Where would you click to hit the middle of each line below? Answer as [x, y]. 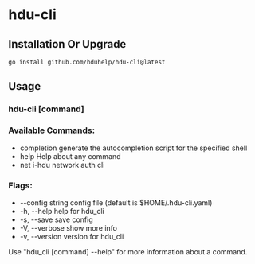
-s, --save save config [56, 219]
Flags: [21, 185]
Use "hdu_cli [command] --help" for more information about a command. [128, 251]
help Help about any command [70, 156]
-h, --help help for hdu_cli [62, 211]
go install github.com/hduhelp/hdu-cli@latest [87, 62]
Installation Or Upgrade [67, 44]
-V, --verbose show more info [69, 227]
